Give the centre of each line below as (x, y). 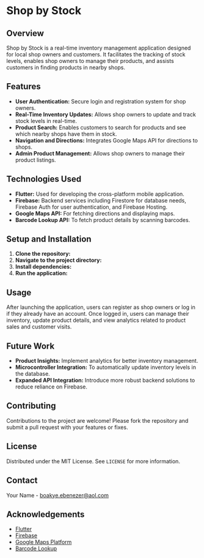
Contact (22, 481)
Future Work (31, 346)
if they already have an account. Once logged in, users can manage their (98, 314)
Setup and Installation (49, 239)
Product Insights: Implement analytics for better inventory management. (107, 361)
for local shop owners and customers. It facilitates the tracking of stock (96, 54)
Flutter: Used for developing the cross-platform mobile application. (100, 194)
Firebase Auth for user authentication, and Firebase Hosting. (91, 207)
